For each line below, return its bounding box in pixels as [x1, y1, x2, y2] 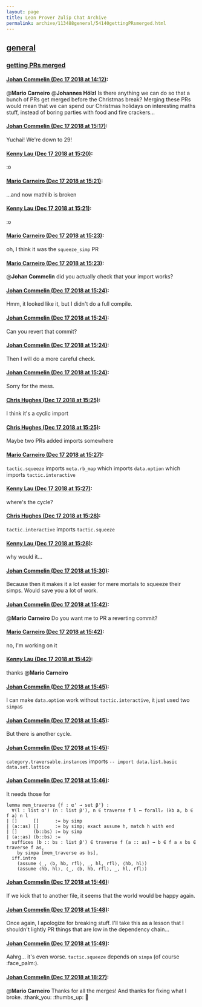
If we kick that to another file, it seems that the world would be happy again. [6, 892, 195, 899]
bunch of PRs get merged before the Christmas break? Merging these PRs [6, 95, 191, 103]
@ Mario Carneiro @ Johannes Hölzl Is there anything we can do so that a [6, 89, 191, 96]
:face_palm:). [6, 960, 39, 967]
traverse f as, [6, 844, 45, 850]
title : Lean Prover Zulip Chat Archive [6, 15, 107, 21]
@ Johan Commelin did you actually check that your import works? [6, 273, 174, 280]
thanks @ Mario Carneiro [6, 669, 68, 676]
